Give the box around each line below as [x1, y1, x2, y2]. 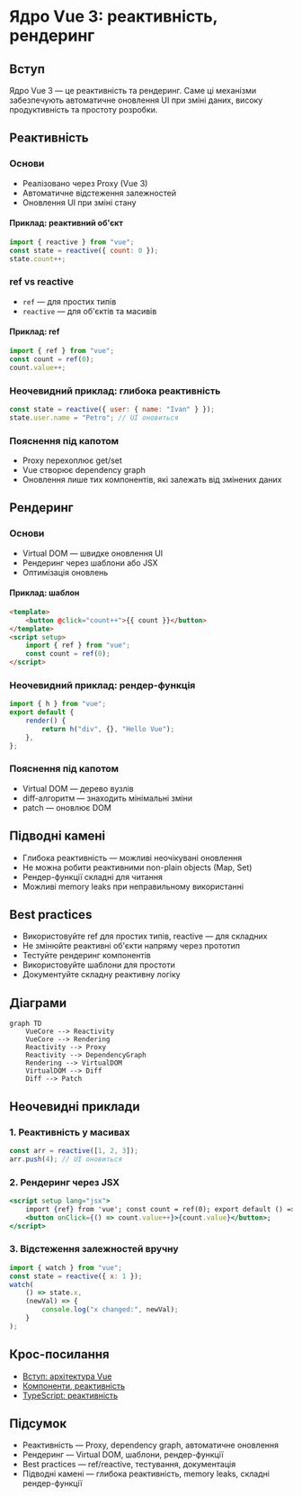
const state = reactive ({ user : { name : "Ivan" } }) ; [9, 404, 216, 413]
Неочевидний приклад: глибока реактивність [9, 385, 221, 397]
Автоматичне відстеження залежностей [22, 187, 177, 198]
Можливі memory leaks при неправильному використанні [22, 881, 244, 892]
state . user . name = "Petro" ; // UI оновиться [9, 413, 179, 422]
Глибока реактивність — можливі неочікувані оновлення [22, 852, 243, 863]
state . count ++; [9, 254, 67, 263]
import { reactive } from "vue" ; [9, 237, 135, 247]
